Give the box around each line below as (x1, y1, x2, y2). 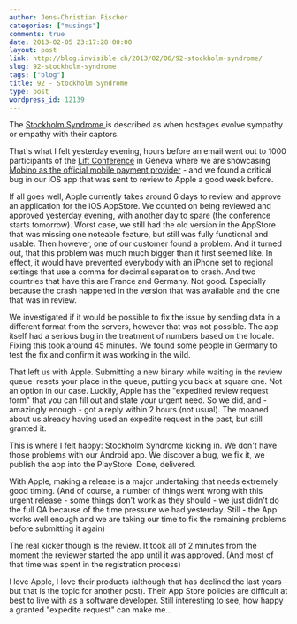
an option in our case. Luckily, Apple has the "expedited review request (9, 386, 269, 397)
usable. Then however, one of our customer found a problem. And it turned (9, 238, 283, 249)
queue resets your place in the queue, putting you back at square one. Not (9, 376, 283, 387)
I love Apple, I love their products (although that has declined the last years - (9, 576, 288, 587)
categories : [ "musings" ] (9, 21, 101, 30)
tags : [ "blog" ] (9, 71, 65, 80)
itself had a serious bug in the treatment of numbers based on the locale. (9, 331, 275, 342)
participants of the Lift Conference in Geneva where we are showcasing (9, 156, 271, 166)
